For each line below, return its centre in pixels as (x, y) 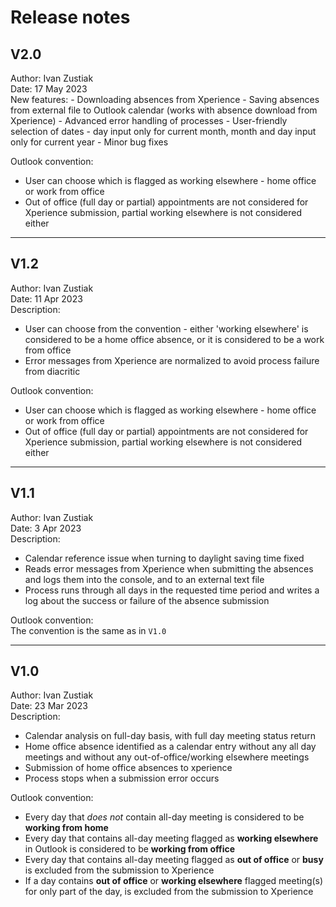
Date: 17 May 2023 (49, 89)
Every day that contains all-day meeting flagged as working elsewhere (171, 838)
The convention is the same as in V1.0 (88, 630)
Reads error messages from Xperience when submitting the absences (169, 568)
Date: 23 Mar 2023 (49, 706)
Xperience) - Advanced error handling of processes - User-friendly (149, 120)
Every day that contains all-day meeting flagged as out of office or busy (174, 860)
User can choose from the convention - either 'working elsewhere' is (166, 328)
